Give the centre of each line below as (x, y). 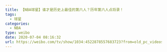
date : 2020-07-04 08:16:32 (33, 38)
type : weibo (17, 33)
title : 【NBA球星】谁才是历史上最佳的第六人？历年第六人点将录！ (64, 10)
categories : (17, 24)
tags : (11, 14)
